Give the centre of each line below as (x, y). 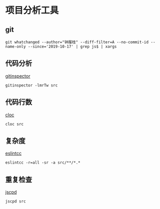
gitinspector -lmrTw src (31, 85)
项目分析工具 (32, 10)
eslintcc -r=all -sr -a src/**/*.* (43, 163)
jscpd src (16, 201)
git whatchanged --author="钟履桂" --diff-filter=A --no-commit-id (77, 42)
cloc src (14, 124)
